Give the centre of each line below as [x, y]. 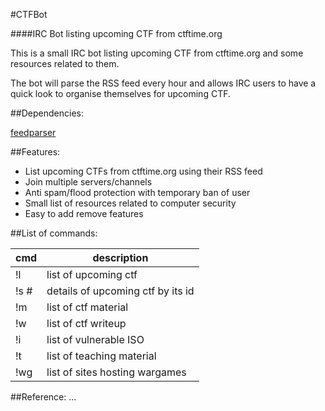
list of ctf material [87, 307]
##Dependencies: [47, 113]
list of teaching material [101, 356]
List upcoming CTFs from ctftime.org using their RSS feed [143, 171]
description [120, 257]
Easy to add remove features [84, 213]
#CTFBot [29, 14]
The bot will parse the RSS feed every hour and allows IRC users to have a [163, 83]
